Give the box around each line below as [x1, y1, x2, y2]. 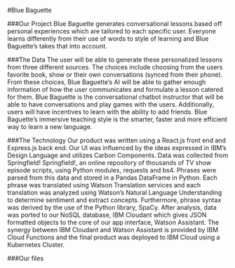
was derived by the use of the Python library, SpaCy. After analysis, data [7, 203, 217, 211]
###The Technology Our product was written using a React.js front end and [7, 136, 227, 145]
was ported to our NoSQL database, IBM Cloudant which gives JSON [7, 210, 207, 219]
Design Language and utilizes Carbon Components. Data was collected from [7, 151, 229, 159]
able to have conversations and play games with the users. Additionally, [7, 100, 215, 108]
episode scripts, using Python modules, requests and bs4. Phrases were [7, 166, 217, 174]
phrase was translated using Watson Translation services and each [7, 181, 201, 189]
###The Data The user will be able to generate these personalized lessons [7, 55, 223, 64]
